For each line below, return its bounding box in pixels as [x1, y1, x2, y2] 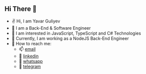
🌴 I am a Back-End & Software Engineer [11, 25, 91, 31]
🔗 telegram [18, 63, 41, 69]
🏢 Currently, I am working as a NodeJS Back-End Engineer [11, 35, 129, 41]
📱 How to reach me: [11, 40, 52, 46]
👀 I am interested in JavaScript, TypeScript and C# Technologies [11, 30, 142, 36]
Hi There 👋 [4, 5, 37, 13]
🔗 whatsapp [18, 58, 43, 64]
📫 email [18, 46, 36, 52]
